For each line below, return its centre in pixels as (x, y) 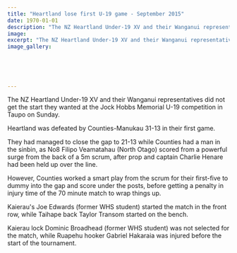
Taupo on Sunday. (34, 114)
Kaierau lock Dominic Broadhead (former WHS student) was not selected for (119, 228)
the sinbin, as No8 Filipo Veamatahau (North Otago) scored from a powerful (117, 150)
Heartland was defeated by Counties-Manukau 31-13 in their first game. (111, 129)
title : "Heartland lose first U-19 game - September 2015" (96, 14)
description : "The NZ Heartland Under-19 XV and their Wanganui (104, 27)
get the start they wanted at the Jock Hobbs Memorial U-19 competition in (115, 107)
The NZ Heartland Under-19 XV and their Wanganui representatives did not (116, 100)
